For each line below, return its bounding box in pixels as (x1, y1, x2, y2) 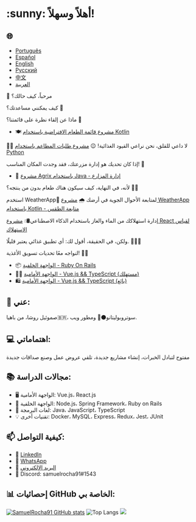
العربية (15, 80, 30, 88)
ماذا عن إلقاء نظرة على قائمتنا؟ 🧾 (6, 116, 82, 123)
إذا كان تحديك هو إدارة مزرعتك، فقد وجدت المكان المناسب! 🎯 (6, 161, 145, 167)
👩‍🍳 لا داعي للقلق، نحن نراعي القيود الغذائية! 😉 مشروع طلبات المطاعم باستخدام (6, 142, 188, 149)
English (15, 60, 34, 67)
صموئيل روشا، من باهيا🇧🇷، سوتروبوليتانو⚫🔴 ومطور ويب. (6, 313, 138, 321)
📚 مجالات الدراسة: (6, 372, 72, 382)
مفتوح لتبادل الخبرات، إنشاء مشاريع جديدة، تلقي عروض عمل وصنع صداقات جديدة (6, 353, 190, 361)
